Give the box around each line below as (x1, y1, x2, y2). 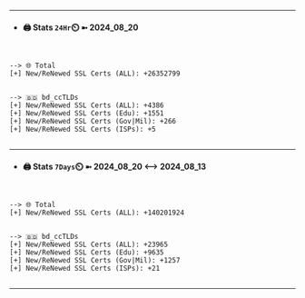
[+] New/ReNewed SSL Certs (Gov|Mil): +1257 (9, 256, 181, 265)
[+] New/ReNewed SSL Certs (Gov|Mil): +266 (9, 117, 177, 126)
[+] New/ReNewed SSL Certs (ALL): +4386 (9, 101, 165, 110)
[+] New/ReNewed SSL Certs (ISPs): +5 (9, 124, 156, 134)
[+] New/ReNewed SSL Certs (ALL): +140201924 (9, 208, 184, 218)
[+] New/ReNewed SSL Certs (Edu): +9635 (9, 248, 165, 257)
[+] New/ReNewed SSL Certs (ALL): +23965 (9, 240, 169, 250)
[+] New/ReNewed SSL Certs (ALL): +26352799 (9, 69, 181, 78)
